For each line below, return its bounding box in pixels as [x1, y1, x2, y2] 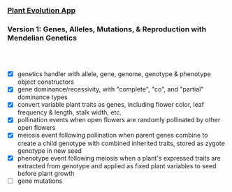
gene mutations [17, 177, 63, 185]
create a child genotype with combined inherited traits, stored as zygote [17, 139, 225, 147]
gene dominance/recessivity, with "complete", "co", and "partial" [17, 85, 204, 94]
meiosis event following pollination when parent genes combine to [17, 131, 208, 140]
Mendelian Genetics [7, 33, 77, 43]
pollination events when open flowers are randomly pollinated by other [17, 116, 221, 124]
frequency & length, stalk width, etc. [17, 108, 122, 117]
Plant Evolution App [7, 6, 76, 15]
